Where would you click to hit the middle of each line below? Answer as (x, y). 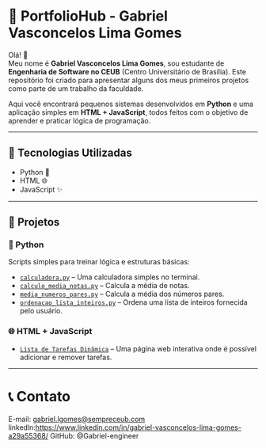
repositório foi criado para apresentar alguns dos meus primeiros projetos (129, 80)
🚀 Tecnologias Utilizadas (70, 153)
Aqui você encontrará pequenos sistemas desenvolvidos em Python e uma (131, 104)
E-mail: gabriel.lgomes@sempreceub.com (77, 419)
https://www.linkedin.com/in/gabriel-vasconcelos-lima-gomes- (138, 427)
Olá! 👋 (18, 55)
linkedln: (22, 427)
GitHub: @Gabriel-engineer (95, 435)
